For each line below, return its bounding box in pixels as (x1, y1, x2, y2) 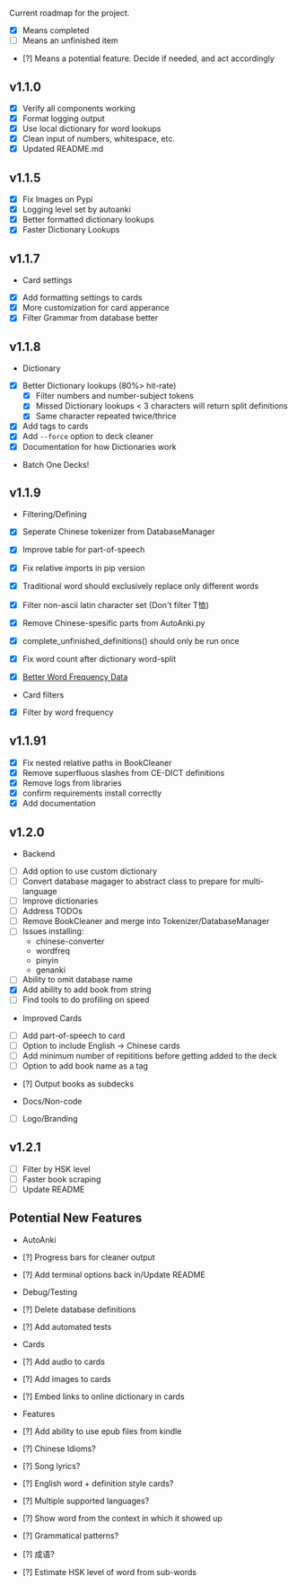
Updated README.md (22, 144, 104, 154)
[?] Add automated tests (22, 1321, 112, 1332)
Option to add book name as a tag (22, 1060, 148, 1071)
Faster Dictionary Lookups (22, 225, 120, 235)
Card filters (22, 689, 65, 700)
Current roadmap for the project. (9, 8, 130, 18)
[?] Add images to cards (22, 1373, 112, 1384)
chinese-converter (35, 936, 105, 947)
